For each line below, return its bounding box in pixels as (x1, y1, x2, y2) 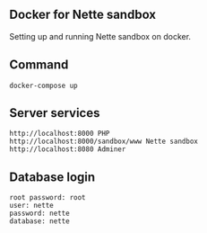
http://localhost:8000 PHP (9, 130, 110, 139)
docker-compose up (9, 81, 78, 90)
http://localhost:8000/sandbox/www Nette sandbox (9, 137, 199, 147)
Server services (9, 105, 100, 121)
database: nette (9, 217, 70, 226)
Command (9, 58, 69, 73)
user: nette (9, 202, 54, 211)
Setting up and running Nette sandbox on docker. (9, 31, 191, 41)
